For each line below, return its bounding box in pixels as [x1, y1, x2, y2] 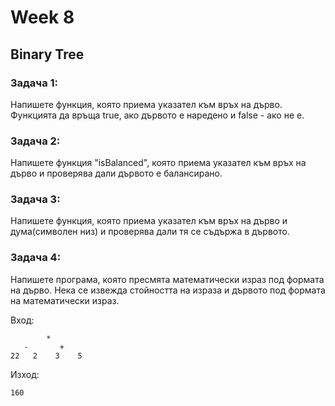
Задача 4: [10, 251, 62, 265]
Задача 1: [10, 76, 59, 90]
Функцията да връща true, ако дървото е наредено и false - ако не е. [10, 109, 305, 121]
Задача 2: [10, 134, 61, 148]
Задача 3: [10, 192, 61, 206]
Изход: [10, 368, 40, 380]
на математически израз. [10, 294, 120, 306]
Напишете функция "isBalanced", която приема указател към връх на [10, 157, 307, 169]
